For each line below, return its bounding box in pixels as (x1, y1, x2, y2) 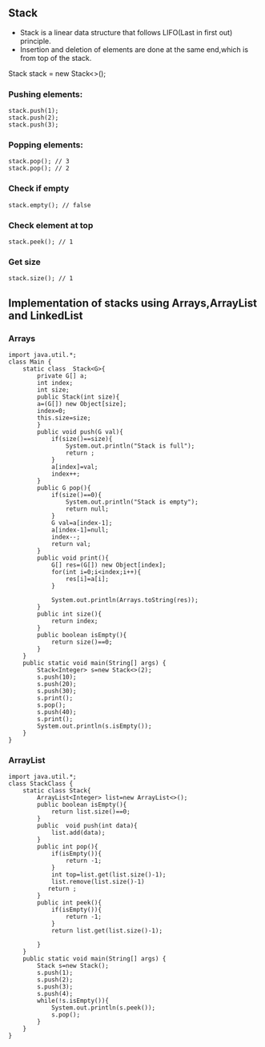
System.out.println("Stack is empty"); (65, 498, 199, 506)
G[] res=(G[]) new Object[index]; (50, 560, 167, 569)
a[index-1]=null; (50, 526, 110, 534)
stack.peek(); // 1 (8, 238, 74, 246)
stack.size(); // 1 (8, 275, 74, 283)
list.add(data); (50, 828, 106, 837)
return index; (50, 616, 98, 625)
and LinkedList (8, 308, 83, 323)
